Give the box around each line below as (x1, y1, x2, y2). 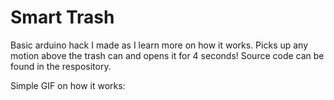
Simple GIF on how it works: (10, 79, 126, 91)
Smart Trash (10, 6, 115, 29)
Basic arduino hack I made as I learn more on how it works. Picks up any (10, 39, 309, 51)
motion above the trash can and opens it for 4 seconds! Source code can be (10, 49, 325, 61)
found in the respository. (10, 60, 112, 72)
